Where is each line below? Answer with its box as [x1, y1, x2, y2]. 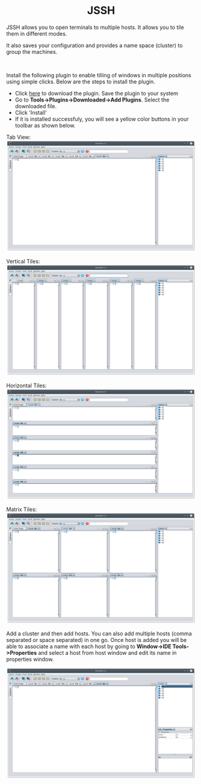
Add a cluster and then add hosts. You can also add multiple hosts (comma [6, 630, 192, 637]
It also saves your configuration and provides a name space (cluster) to [6, 42, 183, 49]
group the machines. [6, 48, 58, 55]
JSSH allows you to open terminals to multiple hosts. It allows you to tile [6, 24, 185, 31]
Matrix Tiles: [6, 506, 37, 513]
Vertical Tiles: [6, 257, 40, 265]
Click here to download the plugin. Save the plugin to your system [14, 89, 179, 97]
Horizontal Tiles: [6, 382, 47, 389]
